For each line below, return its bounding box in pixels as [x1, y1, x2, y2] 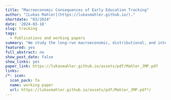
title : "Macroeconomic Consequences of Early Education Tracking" [5, 7, 149, 13]
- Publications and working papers [10, 36, 85, 41]
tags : [5, 31, 17, 36]
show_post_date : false [5, 54, 53, 60]
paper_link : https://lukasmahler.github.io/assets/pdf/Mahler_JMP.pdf [5, 64, 158, 69]
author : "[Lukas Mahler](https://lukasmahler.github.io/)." [5, 12, 136, 17]
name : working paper [10, 82, 53, 87]
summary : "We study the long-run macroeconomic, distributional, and [5, 40, 156, 45]
